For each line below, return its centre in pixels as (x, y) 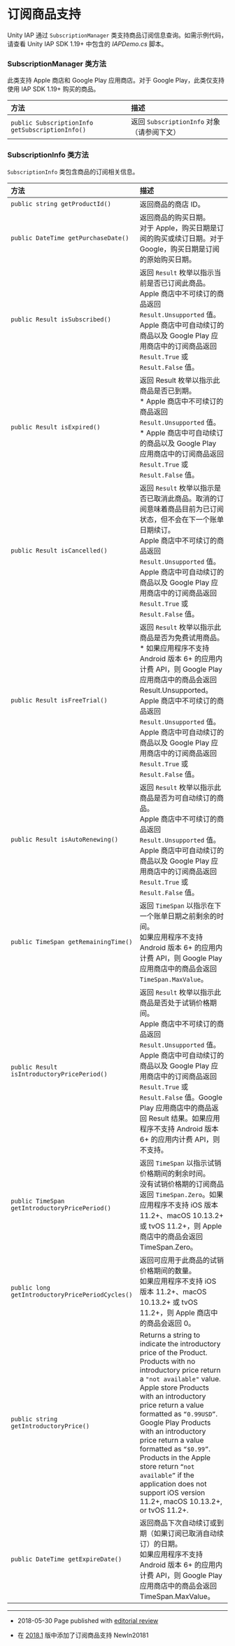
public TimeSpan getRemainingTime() (72, 942)
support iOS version (172, 1493)
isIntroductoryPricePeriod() (59, 1074)
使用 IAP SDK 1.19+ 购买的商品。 (54, 89)
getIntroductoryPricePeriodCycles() (72, 1294)
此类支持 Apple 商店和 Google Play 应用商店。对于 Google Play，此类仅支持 (116, 81)
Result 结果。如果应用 (184, 1118)
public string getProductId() (61, 203)
